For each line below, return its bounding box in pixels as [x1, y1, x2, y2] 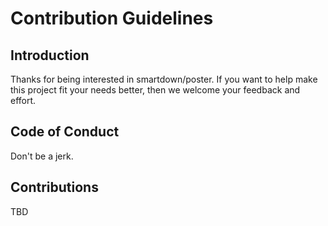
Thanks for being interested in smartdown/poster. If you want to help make [10, 73, 318, 85]
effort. [10, 95, 37, 106]
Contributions [10, 179, 99, 196]
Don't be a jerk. [10, 150, 74, 162]
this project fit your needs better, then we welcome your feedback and [10, 84, 301, 96]
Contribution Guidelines [10, 7, 214, 30]
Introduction [10, 47, 90, 64]
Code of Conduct [10, 123, 120, 141]
